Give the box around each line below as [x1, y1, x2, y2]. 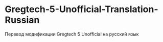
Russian [5, 14, 40, 26]
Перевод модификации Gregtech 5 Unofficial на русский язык [5, 31, 139, 37]
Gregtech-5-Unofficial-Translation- [5, 4, 159, 15]
